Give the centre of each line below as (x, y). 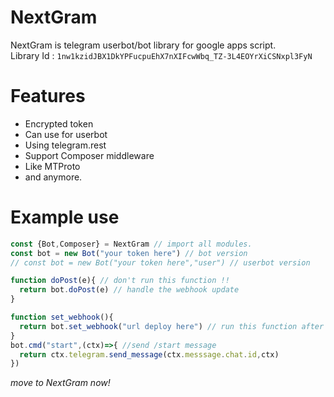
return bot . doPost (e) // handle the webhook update (129, 290)
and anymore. (53, 177)
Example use (65, 217)
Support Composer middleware (89, 155)
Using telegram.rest (65, 145)
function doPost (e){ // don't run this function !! (120, 281)
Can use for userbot (66, 134)
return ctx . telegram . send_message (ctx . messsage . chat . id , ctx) (149, 354)
